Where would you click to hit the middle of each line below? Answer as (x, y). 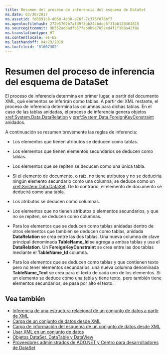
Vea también (25, 298)
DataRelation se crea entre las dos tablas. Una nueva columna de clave (86, 237)
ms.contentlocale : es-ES (31, 38)
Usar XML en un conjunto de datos (48, 332)
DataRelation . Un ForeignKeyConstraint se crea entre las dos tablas (83, 247)
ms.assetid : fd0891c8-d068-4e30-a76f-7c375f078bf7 (59, 19)
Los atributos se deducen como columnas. (56, 201)
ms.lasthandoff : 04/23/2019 (34, 42)
